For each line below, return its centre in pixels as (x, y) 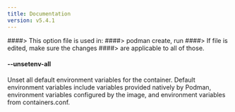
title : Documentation (39, 14)
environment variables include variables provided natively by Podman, (109, 87)
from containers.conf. (39, 102)
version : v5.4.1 (31, 20)
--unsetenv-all (29, 64)
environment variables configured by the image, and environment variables (116, 94)
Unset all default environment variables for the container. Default (101, 80)
